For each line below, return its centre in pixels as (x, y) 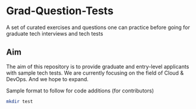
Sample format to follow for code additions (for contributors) (80, 91)
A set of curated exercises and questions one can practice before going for (98, 27)
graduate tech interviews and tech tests (55, 33)
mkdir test (20, 101)
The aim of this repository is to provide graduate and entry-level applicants (98, 66)
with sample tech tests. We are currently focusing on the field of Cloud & (95, 73)
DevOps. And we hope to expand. (48, 79)
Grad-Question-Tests (60, 11)
